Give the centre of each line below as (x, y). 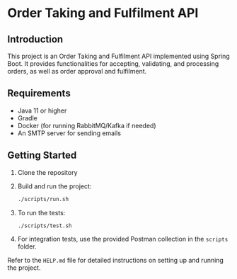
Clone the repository (47, 172)
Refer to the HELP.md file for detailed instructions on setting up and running (116, 261)
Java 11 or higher (42, 110)
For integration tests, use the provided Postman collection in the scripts (123, 239)
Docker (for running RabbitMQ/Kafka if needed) (87, 125)
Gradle (27, 118)
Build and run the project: (54, 186)
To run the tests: (41, 212)
